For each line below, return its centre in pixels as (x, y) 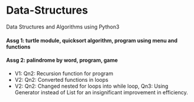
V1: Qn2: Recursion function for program (64, 73)
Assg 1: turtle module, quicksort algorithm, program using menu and (92, 40)
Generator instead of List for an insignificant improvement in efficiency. (101, 92)
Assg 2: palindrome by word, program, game (62, 60)
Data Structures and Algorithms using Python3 (63, 27)
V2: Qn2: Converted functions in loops (61, 79)
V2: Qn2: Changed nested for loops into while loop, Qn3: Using (91, 86)
